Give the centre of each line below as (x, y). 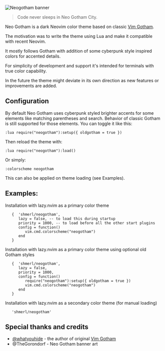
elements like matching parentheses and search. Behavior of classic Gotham (83, 118)
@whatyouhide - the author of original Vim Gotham (64, 339)
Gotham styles (20, 255)
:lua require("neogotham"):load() (41, 151)
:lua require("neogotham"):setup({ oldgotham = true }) (64, 132)
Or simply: (16, 160)
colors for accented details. (33, 56)
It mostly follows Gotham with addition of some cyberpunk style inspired (79, 51)
